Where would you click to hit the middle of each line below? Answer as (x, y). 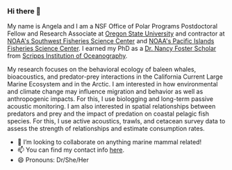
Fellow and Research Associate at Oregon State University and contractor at (116, 33)
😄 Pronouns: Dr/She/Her (53, 160)
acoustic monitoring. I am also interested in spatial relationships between (111, 107)
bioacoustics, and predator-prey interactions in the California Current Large (115, 77)
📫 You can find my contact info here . (71, 150)
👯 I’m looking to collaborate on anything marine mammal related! (109, 142)
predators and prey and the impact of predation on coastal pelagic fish (108, 114)
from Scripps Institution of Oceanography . (67, 56)
